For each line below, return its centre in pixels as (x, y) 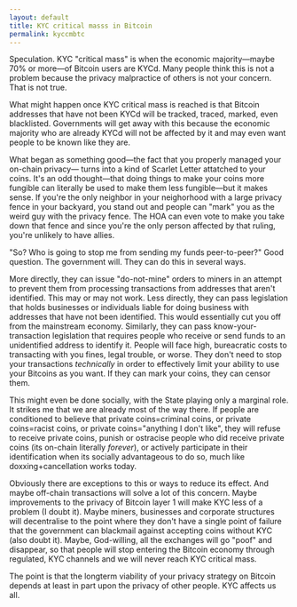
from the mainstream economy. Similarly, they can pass (110, 326)
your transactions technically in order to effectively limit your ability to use (145, 364)
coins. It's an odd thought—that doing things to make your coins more (137, 179)
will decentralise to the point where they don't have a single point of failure (145, 522)
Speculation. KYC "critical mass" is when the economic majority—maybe (142, 60)
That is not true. (38, 88)
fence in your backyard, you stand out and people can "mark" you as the (142, 207)
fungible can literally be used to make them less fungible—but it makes (139, 188)
